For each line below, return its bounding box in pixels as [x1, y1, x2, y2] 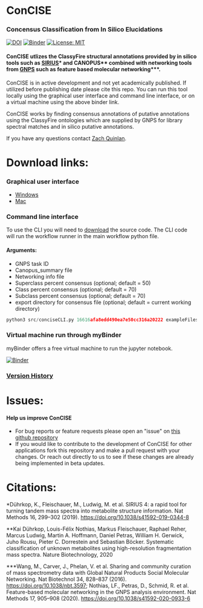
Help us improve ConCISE [6, 414, 72, 421]
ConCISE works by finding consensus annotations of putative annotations [6, 110, 190, 117]
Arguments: [6, 247, 37, 254]
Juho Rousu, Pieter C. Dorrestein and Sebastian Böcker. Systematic [6, 538, 174, 546]
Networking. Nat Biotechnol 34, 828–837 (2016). [6, 575, 127, 583]
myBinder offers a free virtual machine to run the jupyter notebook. [6, 344, 173, 352]
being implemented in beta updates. [14, 460, 105, 467]
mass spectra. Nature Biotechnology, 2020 [6, 551, 113, 558]
